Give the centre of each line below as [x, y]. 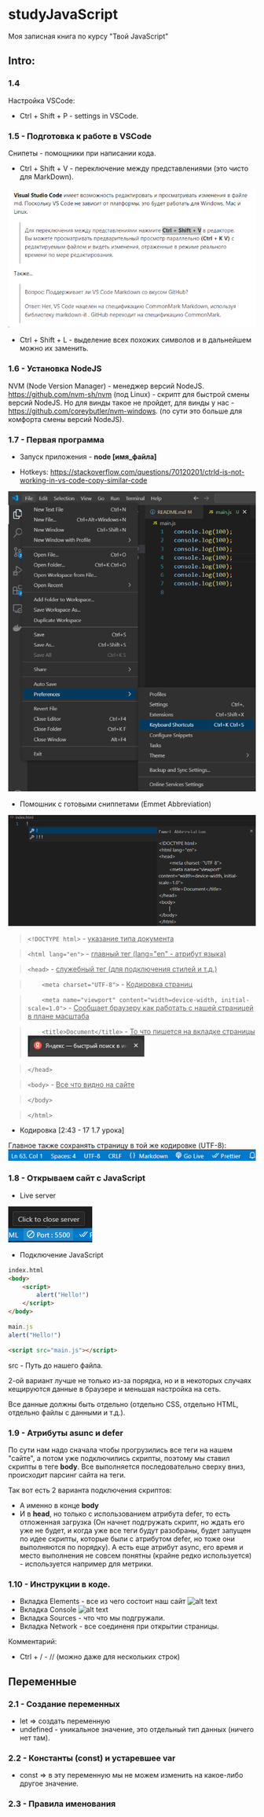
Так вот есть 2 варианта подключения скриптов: [90, 1490]
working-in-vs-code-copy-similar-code [83, 480]
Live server [38, 1195]
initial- [235, 1000]
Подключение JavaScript [61, 1254]
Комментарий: [33, 1642]
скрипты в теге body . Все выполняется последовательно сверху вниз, [127, 1466]
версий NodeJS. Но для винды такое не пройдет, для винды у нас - [121, 402]
